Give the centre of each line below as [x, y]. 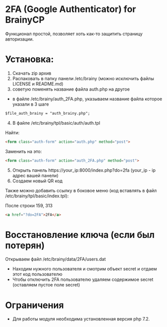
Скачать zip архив [32, 73]
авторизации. [19, 39]
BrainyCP [25, 20]
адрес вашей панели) [35, 175]
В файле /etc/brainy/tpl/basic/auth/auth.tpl [56, 123]
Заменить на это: [24, 151]
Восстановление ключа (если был [80, 235]
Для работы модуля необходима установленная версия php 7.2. [81, 319]
